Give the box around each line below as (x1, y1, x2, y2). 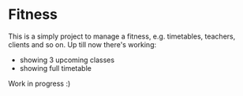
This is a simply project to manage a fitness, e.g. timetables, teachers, (8, 31, 236, 41)
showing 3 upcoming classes (19, 55, 115, 65)
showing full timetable (19, 63, 92, 72)
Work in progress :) (8, 79, 71, 88)
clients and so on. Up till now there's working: (8, 39, 157, 49)
